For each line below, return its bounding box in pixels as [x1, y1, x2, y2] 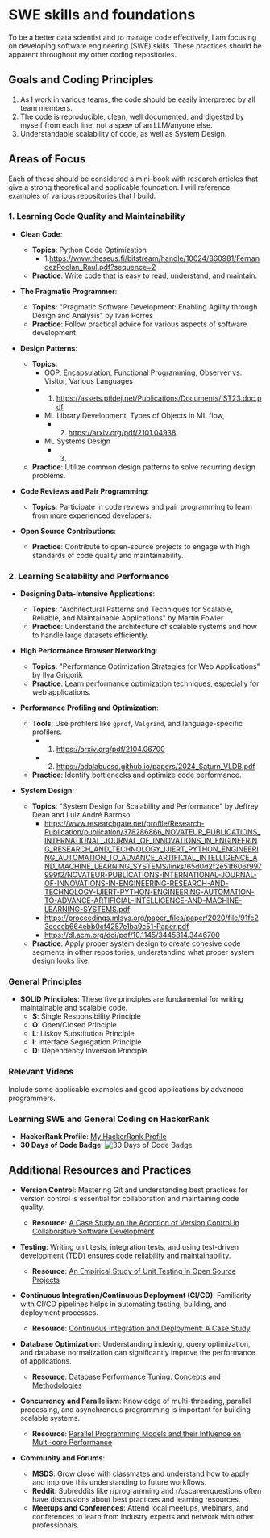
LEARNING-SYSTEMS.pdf [44, 905, 131, 914]
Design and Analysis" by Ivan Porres [31, 310, 153, 320]
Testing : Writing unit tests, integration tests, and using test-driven [19, 1242, 239, 1251]
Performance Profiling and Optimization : [19, 703, 159, 712]
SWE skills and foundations [8, 6, 196, 24]
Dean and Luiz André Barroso [31, 810, 131, 820]
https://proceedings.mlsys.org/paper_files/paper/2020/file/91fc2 [44, 913, 260, 922]
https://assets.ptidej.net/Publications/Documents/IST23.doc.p [56, 393, 262, 403]
